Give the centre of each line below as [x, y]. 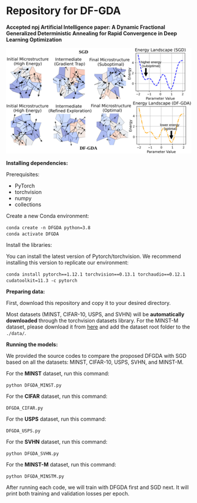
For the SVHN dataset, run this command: [57, 442]
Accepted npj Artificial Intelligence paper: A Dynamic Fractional [86, 27]
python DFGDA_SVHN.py [33, 454]
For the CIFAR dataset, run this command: [57, 396]
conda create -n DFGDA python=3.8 [49, 228]
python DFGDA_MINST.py [34, 385]
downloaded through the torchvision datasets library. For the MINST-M [92, 321]
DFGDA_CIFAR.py [25, 408]
